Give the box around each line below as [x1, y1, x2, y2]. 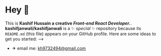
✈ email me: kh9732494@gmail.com [12, 45, 86, 51]
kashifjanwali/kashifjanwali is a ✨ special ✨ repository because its [5, 25, 141, 31]
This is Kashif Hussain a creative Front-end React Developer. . [5, 20, 132, 26]
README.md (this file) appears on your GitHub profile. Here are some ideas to [5, 31, 156, 37]
